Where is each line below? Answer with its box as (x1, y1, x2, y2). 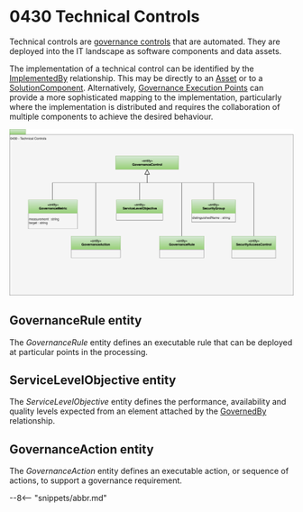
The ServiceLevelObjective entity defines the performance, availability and (9, 397, 287, 407)
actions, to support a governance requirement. (9, 475, 183, 486)
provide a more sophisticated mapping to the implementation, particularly (9, 92, 282, 103)
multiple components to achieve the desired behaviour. (9, 111, 214, 122)
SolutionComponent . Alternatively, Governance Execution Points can (9, 82, 264, 93)
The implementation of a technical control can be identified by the (9, 63, 254, 74)
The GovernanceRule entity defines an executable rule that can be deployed (9, 336, 293, 348)
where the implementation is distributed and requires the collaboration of (9, 101, 280, 112)
